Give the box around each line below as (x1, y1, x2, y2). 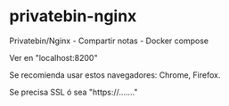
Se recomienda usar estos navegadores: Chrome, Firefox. (9, 69, 221, 80)
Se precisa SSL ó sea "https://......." (9, 87, 138, 97)
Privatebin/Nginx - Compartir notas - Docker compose (9, 35, 209, 46)
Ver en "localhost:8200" (9, 52, 98, 63)
